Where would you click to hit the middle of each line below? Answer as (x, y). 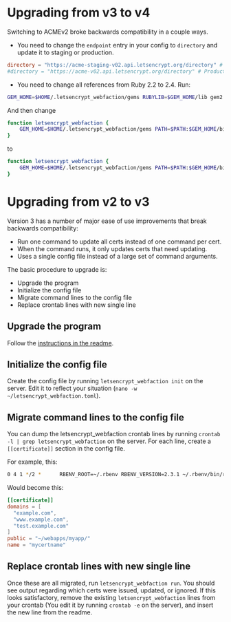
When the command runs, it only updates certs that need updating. (112, 248)
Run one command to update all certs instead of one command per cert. (119, 242)
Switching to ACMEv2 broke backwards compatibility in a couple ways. (108, 32)
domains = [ (24, 506)
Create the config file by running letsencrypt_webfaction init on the (105, 381)
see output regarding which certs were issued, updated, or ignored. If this (112, 590)
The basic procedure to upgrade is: (57, 269)
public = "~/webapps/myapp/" (49, 539)
